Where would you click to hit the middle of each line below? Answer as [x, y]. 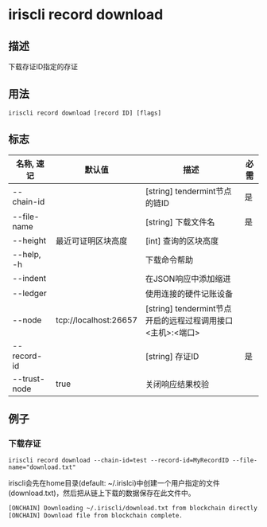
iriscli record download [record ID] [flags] [85, 113]
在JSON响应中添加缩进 [188, 279]
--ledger [29, 293]
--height [29, 240]
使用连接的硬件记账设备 [189, 294]
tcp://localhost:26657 [96, 320]
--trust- [29, 378]
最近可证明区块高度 [91, 240]
